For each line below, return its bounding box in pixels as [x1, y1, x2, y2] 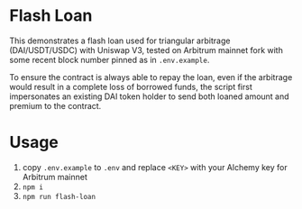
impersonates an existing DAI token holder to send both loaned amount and [9, 91, 290, 102]
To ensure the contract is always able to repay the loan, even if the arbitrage [9, 71, 293, 82]
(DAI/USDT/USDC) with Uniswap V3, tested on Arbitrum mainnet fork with [9, 44, 284, 55]
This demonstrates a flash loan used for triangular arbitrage [9, 35, 231, 46]
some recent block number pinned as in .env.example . [9, 54, 210, 65]
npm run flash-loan [22, 192, 96, 201]
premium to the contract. [9, 100, 102, 111]
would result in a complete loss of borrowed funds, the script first [9, 81, 252, 92]
